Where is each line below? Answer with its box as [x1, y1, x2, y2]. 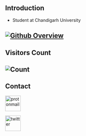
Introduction [5, 4, 45, 12]
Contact [5, 82, 31, 91]
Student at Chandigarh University [12, 17, 81, 23]
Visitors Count [5, 48, 51, 57]
